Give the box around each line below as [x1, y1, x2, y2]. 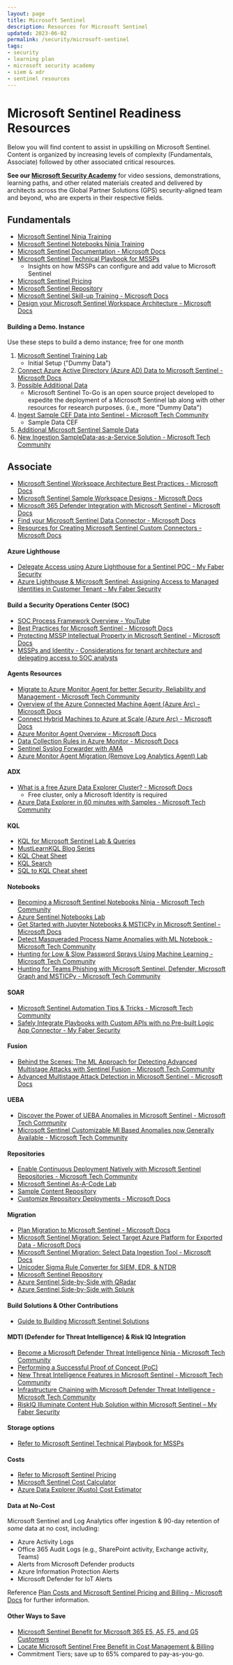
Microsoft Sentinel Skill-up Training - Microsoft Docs [17, 292, 169, 300]
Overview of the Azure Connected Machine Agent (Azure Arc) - [17, 699, 200, 708]
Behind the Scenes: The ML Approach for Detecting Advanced [17, 1057, 197, 1066]
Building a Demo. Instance [7, 322, 85, 331]
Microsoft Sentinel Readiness [7, 105, 181, 121]
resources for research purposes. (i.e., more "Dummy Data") [27, 403, 202, 412]
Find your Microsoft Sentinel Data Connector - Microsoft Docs [17, 516, 196, 525]
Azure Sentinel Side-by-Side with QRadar [17, 1278, 137, 1286]
